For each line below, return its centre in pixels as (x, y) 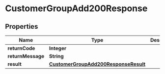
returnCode (21, 48)
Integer (58, 48)
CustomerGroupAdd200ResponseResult (97, 64)
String (56, 56)
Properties (22, 27)
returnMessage (26, 56)
